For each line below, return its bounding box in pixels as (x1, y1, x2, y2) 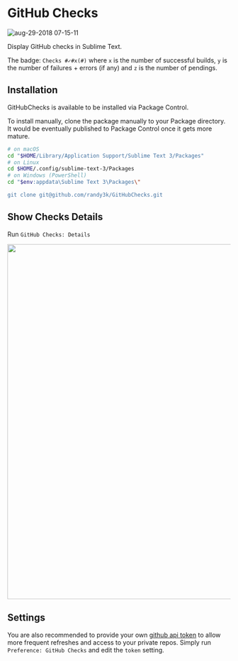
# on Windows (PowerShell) (7, 172, 87, 179)
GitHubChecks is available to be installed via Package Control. (7, 103, 189, 111)
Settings (7, 612, 46, 624)
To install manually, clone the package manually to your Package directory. (7, 116, 226, 125)
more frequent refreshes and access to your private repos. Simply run (7, 638, 211, 647)
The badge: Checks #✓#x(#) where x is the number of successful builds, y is (7, 55, 228, 65)
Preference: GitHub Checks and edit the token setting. (7, 645, 164, 654)
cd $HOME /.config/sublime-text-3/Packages (7, 165, 135, 173)
